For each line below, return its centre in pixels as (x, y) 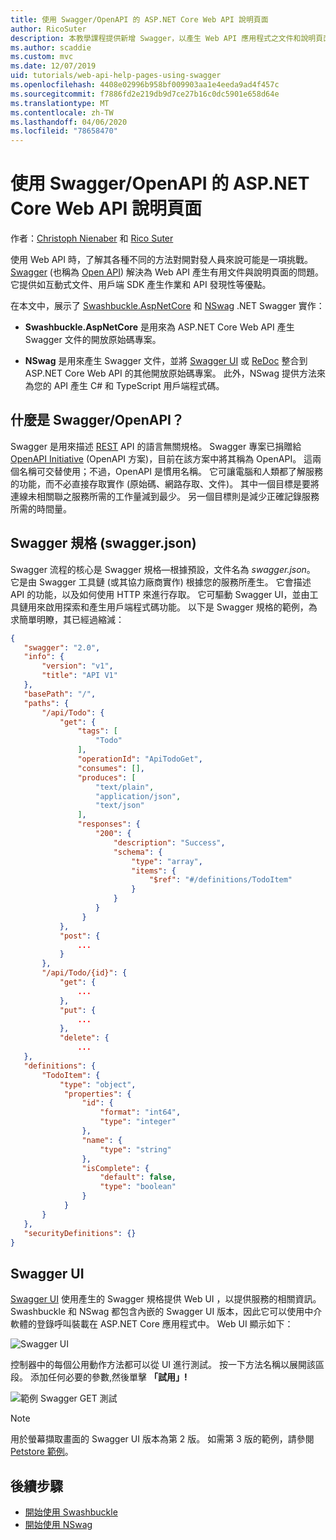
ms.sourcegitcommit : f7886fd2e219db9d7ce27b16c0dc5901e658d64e (145, 94)
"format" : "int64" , (140, 1112)
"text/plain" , (125, 787)
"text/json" (120, 806)
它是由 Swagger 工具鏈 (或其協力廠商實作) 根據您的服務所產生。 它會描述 (161, 582)
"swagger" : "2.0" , (62, 647)
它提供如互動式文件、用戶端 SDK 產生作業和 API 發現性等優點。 (141, 285)
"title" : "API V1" (79, 676)
